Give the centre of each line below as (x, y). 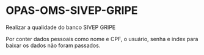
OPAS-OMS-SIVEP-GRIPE (72, 11)
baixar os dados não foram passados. (53, 45)
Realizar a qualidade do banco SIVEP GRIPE (61, 27)
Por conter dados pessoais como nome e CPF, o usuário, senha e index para (102, 39)
